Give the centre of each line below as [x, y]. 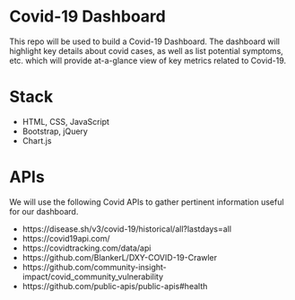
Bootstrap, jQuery [55, 131]
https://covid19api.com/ [66, 238]
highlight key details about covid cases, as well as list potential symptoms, [147, 50]
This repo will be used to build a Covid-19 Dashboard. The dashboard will [145, 41]
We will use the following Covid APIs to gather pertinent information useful [147, 202]
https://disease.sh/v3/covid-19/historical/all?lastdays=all [126, 229]
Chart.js [37, 140]
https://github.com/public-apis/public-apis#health [115, 286]
